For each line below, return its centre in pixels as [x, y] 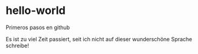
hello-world [36, 11]
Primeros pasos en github [38, 27]
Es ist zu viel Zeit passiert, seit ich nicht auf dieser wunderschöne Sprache [99, 39]
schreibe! [18, 46]
